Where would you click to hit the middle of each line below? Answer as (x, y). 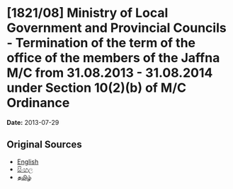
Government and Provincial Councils (117, 28)
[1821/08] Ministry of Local (87, 13)
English (28, 161)
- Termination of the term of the (101, 43)
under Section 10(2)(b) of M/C (97, 88)
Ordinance (38, 103)
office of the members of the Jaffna (113, 58)
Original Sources (44, 145)
